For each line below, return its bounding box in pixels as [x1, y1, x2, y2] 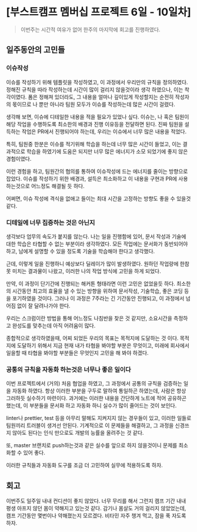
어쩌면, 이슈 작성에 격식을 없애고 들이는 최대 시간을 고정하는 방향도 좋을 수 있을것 [6, 195, 191, 202]
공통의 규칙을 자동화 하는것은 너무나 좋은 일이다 [6, 365, 131, 374]
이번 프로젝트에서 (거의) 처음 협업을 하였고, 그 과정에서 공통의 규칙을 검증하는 [6, 380, 182, 387]
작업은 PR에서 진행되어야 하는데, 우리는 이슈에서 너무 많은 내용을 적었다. [21, 128, 187, 135]
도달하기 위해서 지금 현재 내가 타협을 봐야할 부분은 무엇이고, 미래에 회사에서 [16, 342, 190, 349]
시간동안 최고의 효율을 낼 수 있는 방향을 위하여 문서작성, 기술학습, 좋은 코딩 [12, 287, 183, 295]
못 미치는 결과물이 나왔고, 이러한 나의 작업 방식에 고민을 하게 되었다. [6, 267, 161, 275]
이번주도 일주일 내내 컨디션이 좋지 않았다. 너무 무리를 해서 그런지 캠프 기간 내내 [6, 497, 186, 504]
